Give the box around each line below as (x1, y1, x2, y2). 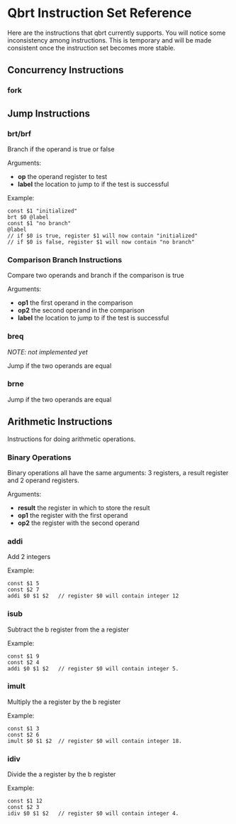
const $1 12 (7, 798, 43, 805)
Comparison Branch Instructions (7, 254, 123, 264)
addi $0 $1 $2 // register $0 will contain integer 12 (7, 592, 179, 600)
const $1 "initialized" (7, 207, 78, 215)
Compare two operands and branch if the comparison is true (7, 271, 184, 280)
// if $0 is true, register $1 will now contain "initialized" (7, 232, 198, 239)
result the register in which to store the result (17, 503, 150, 512)
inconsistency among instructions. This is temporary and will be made (7, 36, 212, 44)
